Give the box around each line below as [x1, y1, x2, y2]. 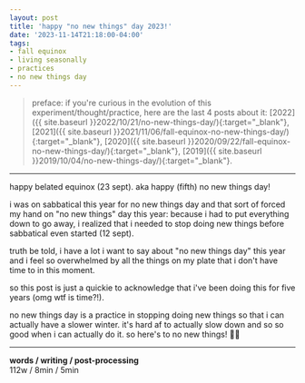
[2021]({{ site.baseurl [31, 126, 112, 137]
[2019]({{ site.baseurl [182, 145, 262, 156]
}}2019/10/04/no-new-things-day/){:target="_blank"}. [31, 155, 233, 166]
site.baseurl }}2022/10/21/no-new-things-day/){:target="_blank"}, [44, 116, 290, 127]
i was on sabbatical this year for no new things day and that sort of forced [9, 199, 286, 210]
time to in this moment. [9, 264, 95, 275]
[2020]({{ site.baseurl [103, 135, 186, 146]
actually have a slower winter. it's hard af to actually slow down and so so [9, 319, 284, 329]
